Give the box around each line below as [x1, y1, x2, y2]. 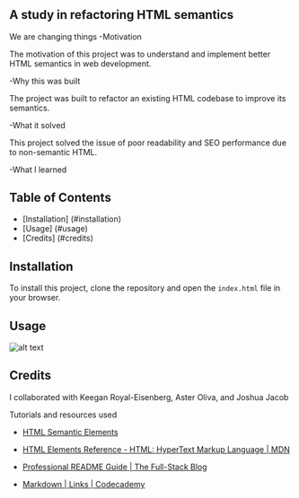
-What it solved [9, 119, 66, 130]
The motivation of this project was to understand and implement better [9, 48, 271, 59]
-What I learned [9, 164, 67, 175]
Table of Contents [9, 190, 112, 205]
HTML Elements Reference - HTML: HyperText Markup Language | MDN [22, 443, 290, 455]
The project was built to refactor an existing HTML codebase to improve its [9, 92, 286, 103]
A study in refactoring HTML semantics [9, 7, 234, 22]
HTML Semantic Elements [22, 426, 119, 437]
